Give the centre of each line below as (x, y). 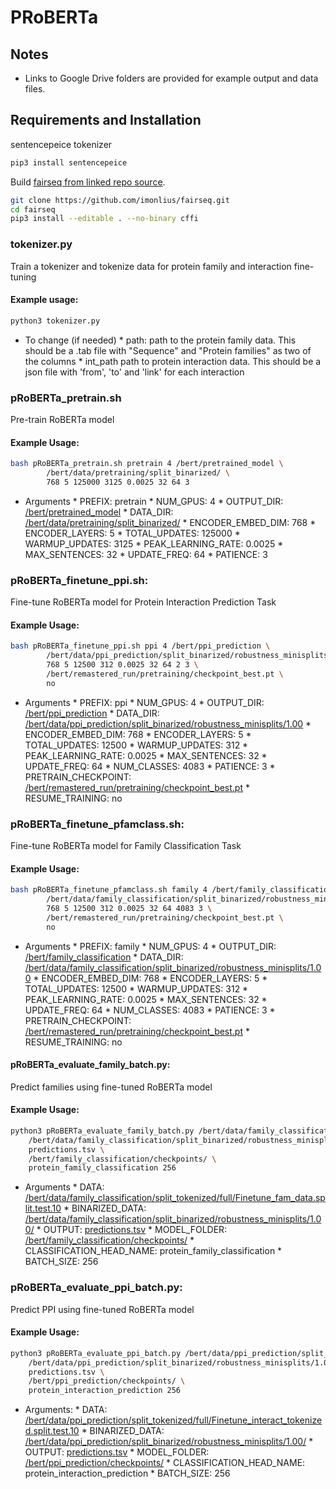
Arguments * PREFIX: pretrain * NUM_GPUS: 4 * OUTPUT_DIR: (154, 501)
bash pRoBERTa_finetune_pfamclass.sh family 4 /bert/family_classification (171, 890)
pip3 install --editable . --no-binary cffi (104, 219)
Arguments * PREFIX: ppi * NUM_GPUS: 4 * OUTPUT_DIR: (144, 702)
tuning (23, 277)
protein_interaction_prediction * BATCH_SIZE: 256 (127, 1473)
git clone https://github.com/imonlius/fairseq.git (120, 200)
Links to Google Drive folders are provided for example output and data (171, 78)
